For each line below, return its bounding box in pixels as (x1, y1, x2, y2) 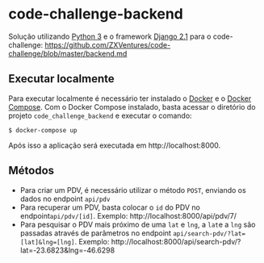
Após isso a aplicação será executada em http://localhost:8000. (8, 140, 221, 150)
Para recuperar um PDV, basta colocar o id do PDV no (19, 202, 200, 212)
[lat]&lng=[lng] (19, 238, 75, 246)
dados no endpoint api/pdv (19, 194, 111, 203)
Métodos (8, 164, 55, 177)
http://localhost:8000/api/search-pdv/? (111, 236, 241, 246)
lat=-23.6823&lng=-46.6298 (19, 245, 115, 255)
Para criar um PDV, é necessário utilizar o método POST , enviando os (19, 185, 246, 194)
